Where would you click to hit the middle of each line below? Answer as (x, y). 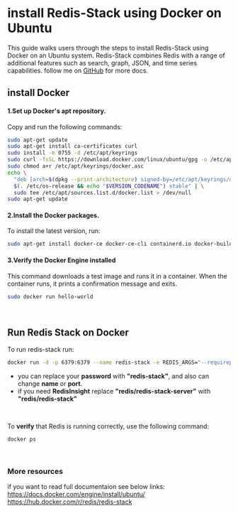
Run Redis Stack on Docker (68, 332)
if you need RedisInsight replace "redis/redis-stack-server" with (114, 391)
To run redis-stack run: (41, 350)
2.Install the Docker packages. (53, 215)
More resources (35, 471)
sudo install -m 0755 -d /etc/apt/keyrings (73, 153)
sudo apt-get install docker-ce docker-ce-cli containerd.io (100, 244)
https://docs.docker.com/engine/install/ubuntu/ (76, 495)
